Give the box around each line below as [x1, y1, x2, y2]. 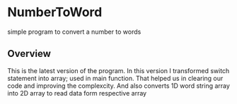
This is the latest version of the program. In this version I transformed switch [7, 66, 230, 74]
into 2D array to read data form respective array [7, 89, 147, 97]
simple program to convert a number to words [7, 27, 141, 36]
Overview [7, 48, 52, 60]
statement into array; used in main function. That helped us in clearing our [7, 74, 224, 82]
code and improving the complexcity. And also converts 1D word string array [7, 82, 230, 90]
